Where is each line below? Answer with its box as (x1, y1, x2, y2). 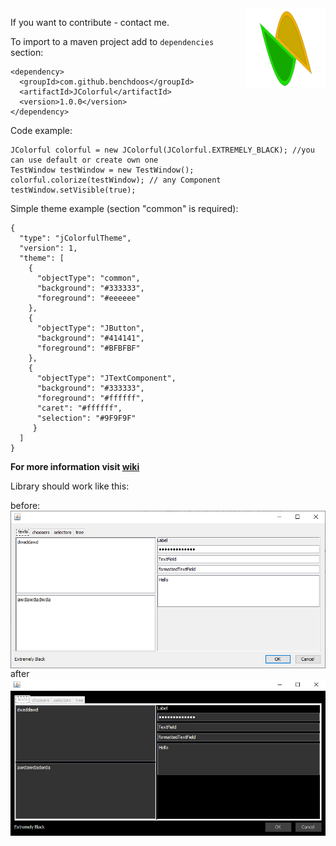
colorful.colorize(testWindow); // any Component (10, 175, 222, 185)
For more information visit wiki (10, 461, 140, 472)
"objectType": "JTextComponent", (36, 373, 177, 383)
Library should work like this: (10, 480, 130, 492)
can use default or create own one (10, 155, 159, 165)
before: (10, 500, 41, 511)
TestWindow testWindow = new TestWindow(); (10, 165, 195, 175)
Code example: (10, 125, 73, 136)
